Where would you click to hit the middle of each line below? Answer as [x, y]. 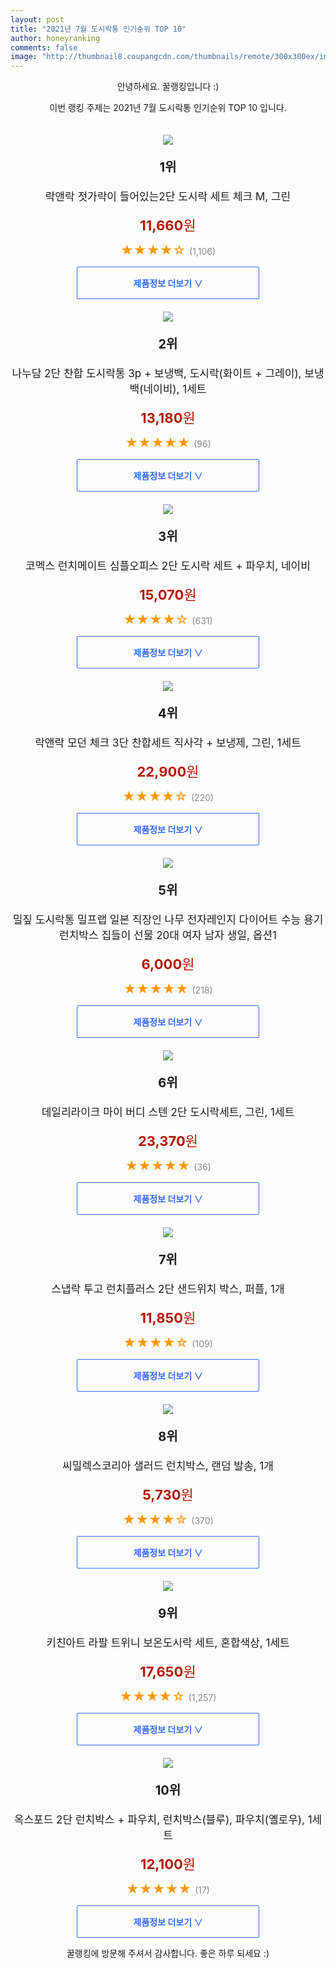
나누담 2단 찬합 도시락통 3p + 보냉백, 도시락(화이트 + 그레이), [156, 374]
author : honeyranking [55, 38]
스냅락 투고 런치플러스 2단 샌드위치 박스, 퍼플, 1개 [168, 1289]
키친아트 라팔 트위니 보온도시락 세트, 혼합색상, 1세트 [168, 1643]
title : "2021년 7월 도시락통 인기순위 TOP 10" [98, 29]
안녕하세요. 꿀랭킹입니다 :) [168, 87]
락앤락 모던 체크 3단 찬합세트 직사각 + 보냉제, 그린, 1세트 [168, 743]
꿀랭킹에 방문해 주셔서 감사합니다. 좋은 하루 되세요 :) [168, 1953]
